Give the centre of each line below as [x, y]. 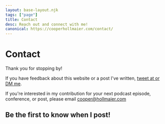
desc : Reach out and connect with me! [47, 24]
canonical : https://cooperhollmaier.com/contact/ [59, 29]
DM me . [14, 84]
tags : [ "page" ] [22, 15]
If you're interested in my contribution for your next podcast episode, [78, 94]
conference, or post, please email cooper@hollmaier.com [66, 99]
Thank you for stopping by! [34, 68]
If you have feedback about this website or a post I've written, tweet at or [82, 78]
